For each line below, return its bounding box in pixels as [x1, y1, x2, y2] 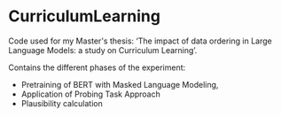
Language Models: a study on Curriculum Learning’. [8, 44, 198, 55]
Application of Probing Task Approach [20, 89, 160, 99]
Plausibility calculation [20, 97, 104, 108]
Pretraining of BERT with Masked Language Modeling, [20, 79, 219, 90]
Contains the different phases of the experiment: [8, 62, 186, 73]
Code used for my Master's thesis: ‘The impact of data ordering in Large [8, 35, 272, 46]
